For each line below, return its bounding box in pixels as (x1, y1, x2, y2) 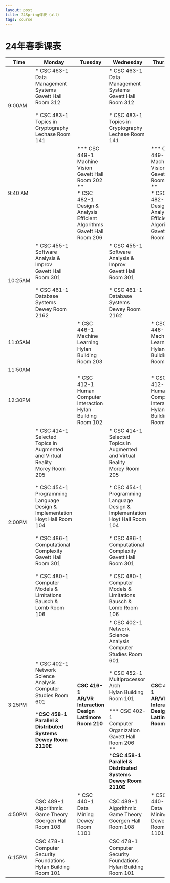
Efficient (77, 215, 97, 222)
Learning (77, 339, 99, 346)
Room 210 (77, 720, 103, 727)
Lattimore (77, 714, 101, 721)
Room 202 (77, 177, 103, 184)
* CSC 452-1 (109, 670, 143, 677)
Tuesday (80, 59, 102, 66)
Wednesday (113, 59, 143, 66)
